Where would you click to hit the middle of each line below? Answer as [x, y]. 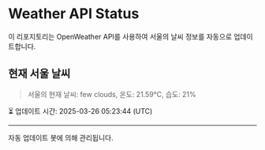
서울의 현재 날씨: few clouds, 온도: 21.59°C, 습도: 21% [112, 94]
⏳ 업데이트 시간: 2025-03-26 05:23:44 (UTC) [80, 111]
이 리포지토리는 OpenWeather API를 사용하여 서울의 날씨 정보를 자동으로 [120, 36]
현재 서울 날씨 [39, 74]
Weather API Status [74, 14]
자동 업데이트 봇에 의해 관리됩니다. [61, 137]
